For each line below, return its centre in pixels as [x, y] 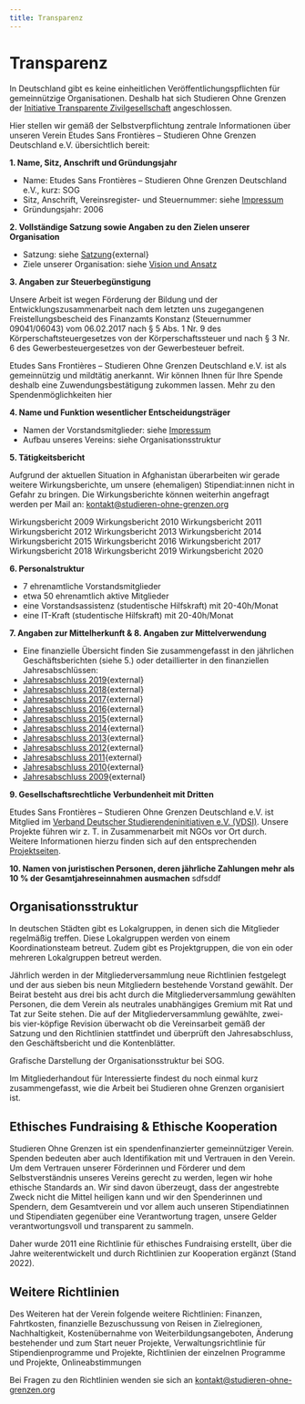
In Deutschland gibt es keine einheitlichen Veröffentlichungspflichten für [145, 88]
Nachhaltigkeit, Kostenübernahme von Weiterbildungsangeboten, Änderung [152, 1333]
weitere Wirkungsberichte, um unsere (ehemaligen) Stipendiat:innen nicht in [152, 484]
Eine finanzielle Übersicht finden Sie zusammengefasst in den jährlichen [158, 650]
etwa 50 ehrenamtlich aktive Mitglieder [96, 596]
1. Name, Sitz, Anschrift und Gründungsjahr [93, 162]
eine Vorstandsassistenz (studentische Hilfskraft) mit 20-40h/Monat [151, 605]
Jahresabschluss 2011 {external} [82, 757]
